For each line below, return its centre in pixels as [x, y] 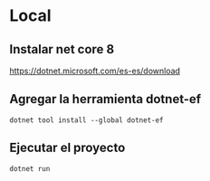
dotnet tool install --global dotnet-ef [87, 120]
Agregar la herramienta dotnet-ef [105, 99]
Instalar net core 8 [62, 49]
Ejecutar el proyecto [67, 148]
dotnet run [30, 168]
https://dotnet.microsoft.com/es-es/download [95, 71]
